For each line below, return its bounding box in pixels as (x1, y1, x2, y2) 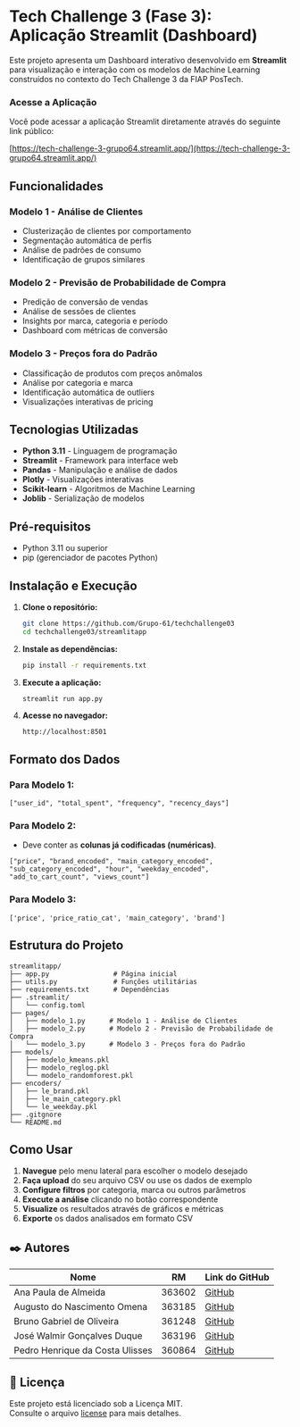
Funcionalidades (9, 179, 104, 194)
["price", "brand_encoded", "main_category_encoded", (9, 857, 214, 866)
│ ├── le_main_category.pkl (9, 1094, 122, 1104)
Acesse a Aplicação (9, 96, 97, 108)
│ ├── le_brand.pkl (9, 1087, 90, 1096)
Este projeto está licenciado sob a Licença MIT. (9, 1398, 183, 1408)
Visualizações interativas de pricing (21, 396, 154, 407)
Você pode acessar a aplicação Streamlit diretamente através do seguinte (9, 116, 281, 127)
